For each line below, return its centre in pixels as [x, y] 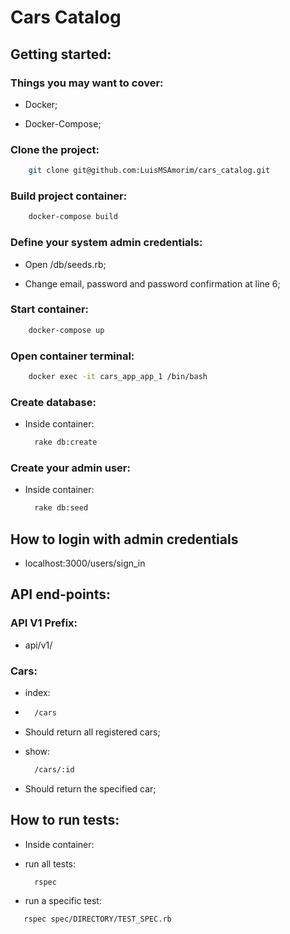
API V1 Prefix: [44, 623]
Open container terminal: [72, 356]
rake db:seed [61, 508]
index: [37, 692]
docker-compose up [66, 330]
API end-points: [60, 594]
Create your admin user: [70, 468]
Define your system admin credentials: [106, 243]
